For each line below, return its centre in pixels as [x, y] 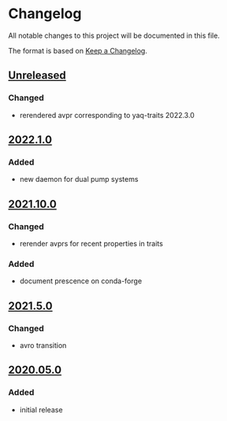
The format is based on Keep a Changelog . [78, 50]
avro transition [43, 345]
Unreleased [37, 76]
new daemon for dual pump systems [79, 179]
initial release [41, 409]
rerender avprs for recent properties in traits [91, 244]
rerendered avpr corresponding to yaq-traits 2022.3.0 [107, 115]
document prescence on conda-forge [81, 281]
